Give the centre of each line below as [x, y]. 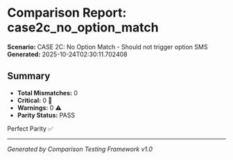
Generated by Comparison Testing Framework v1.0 [80, 149]
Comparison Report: [67, 13]
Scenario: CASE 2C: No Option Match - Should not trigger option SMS [107, 47]
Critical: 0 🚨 [35, 100]
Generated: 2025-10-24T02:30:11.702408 [67, 54]
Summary [29, 76]
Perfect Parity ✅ [31, 128]
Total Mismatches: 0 [48, 93]
